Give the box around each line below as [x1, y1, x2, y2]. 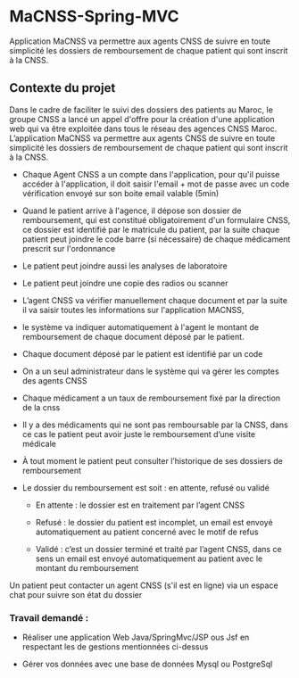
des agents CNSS [21, 375, 87, 385]
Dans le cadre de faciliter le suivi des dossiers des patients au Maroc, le [9, 104, 274, 115]
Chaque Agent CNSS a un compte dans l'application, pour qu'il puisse [21, 169, 280, 179]
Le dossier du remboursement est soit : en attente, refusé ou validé [21, 482, 270, 492]
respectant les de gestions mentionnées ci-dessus [21, 641, 209, 652]
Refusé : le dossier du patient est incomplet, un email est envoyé [35, 517, 274, 527]
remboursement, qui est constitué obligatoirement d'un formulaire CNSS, [21, 214, 291, 225]
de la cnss [21, 401, 61, 412]
